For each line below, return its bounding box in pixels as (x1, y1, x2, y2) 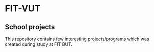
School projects (5, 23, 55, 31)
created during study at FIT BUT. (5, 41, 73, 47)
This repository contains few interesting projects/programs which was (5, 36, 149, 42)
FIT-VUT (5, 3, 41, 14)
